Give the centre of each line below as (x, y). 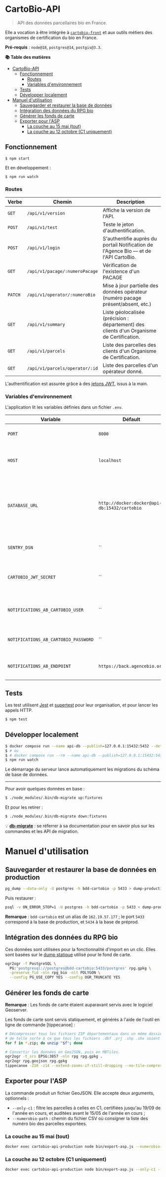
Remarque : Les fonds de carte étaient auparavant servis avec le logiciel (79, 1004)
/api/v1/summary (46, 325)
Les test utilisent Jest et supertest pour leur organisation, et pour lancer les (82, 705)
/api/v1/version (46, 213)
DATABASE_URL (23, 506)
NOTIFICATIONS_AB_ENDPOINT (39, 666)
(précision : (116, 318)
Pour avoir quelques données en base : (45, 789)
